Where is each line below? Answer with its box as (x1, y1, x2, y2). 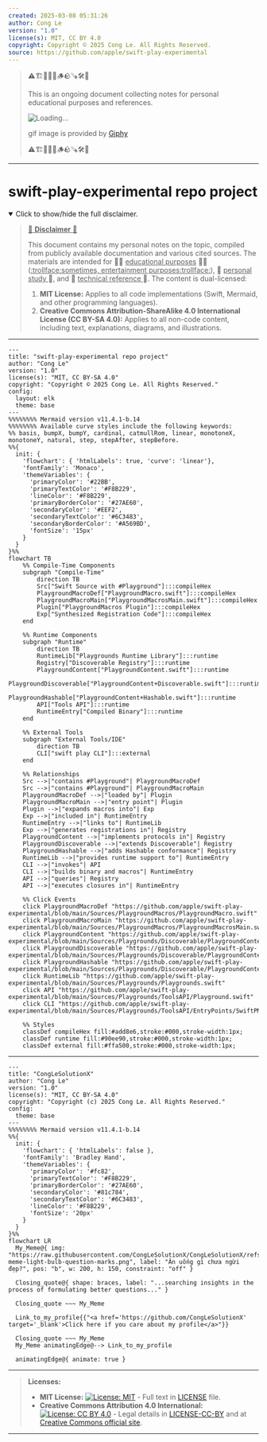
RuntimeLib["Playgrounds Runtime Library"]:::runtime (37, 651, 219, 660)
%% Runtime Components (22, 631, 98, 639)
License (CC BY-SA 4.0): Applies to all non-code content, (39, 314, 230, 324)
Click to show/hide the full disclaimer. (15, 208, 138, 219)
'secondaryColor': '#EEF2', (29, 506, 123, 514)
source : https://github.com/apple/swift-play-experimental (8, 49, 208, 56)
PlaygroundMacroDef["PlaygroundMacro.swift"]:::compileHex (37, 589, 237, 597)
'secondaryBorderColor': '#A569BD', (29, 519, 151, 527)
